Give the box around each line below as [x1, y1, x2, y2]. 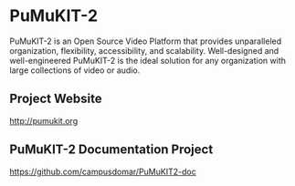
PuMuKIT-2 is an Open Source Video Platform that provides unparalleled [9, 36, 281, 46]
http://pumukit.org [9, 115, 79, 126]
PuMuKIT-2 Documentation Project [9, 142, 214, 158]
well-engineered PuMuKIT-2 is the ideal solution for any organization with [9, 55, 286, 66]
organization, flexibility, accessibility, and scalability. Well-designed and [9, 45, 279, 56]
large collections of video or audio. [9, 65, 141, 76]
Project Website [9, 91, 102, 107]
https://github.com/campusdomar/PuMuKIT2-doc [9, 166, 196, 177]
